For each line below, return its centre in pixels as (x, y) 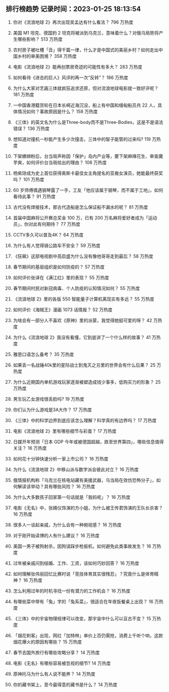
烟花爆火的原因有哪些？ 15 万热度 (47, 642)
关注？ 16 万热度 (30, 448)
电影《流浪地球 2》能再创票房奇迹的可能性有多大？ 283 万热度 (77, 66)
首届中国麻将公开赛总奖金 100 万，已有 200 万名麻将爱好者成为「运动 (85, 217)
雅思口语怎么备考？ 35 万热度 (44, 354)
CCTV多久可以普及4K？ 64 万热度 (48, 235)
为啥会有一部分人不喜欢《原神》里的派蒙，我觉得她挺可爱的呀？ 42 (82, 320)
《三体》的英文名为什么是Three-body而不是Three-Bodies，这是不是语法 (88, 122)
